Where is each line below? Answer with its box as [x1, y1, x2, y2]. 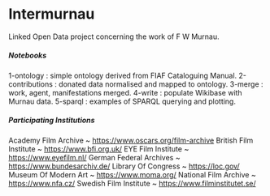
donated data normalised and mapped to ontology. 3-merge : [58, 79, 263, 89]
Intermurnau [8, 5, 95, 23]
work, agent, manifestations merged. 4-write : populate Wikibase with [8, 87, 242, 97]
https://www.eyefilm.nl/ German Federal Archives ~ [8, 152, 181, 162]
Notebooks [8, 50, 47, 60]
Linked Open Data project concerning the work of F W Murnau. [8, 32, 220, 41]
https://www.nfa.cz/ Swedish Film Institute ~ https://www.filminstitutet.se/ [8, 178, 256, 188]
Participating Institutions [8, 115, 95, 125]
